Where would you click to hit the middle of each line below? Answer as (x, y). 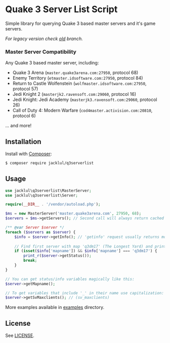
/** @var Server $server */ (35, 228)
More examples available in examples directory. (55, 307)
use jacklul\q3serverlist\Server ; (42, 195)
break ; (30, 261)
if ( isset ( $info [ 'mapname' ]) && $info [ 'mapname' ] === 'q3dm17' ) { (86, 251)
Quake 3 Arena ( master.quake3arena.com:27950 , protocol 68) (75, 73)
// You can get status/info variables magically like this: (70, 279)
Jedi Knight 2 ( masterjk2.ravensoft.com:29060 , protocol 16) (74, 94)
